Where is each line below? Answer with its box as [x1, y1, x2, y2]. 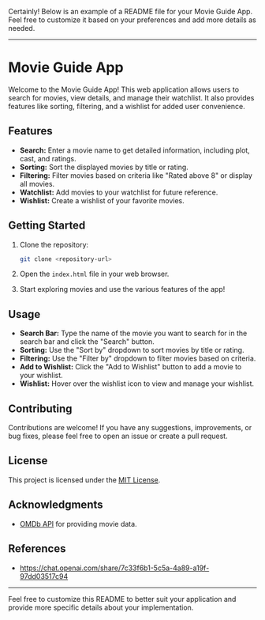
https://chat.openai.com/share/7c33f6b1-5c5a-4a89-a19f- [19, 563, 210, 573]
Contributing [8, 402, 73, 415]
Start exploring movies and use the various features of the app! [19, 285, 226, 294]
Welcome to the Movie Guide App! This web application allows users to [8, 85, 239, 94]
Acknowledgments [8, 498, 104, 512]
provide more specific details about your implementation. [8, 603, 194, 612]
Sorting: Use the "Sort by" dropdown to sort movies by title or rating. [19, 346, 244, 355]
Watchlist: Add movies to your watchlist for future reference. [19, 187, 218, 197]
